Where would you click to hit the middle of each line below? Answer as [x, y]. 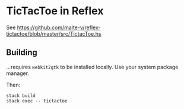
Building [22, 53]
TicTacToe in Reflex [55, 11]
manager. [18, 73]
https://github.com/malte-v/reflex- [59, 27]
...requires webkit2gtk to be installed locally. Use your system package [92, 67]
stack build [21, 96]
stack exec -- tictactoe [37, 101]
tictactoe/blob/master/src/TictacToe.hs [54, 33]
